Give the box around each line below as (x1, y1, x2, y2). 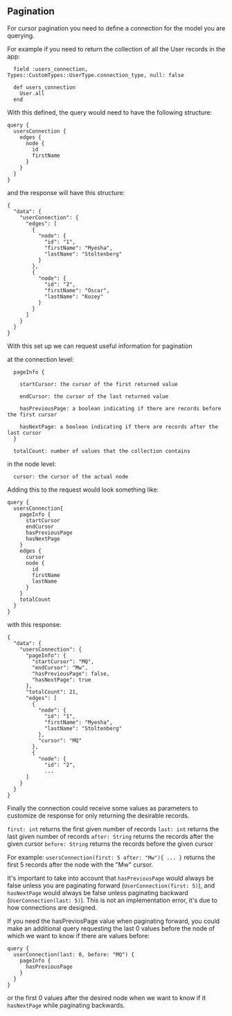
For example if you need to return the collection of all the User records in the (7, 44, 226, 53)
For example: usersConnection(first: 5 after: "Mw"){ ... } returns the (7, 853, 216, 861)
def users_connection (13, 83, 76, 91)
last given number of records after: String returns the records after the (7, 832, 214, 840)
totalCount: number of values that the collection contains (13, 447, 190, 454)
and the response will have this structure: (7, 188, 125, 197)
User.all (19, 90, 45, 97)
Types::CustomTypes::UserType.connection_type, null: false (7, 72, 185, 78)
